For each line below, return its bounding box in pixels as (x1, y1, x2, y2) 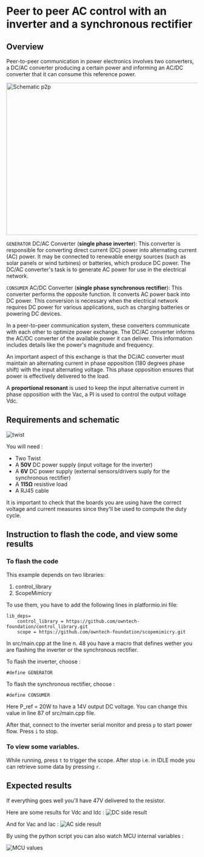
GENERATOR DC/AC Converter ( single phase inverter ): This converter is (6, 240, 181, 247)
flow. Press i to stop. (6, 727, 59, 735)
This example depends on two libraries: (6, 571, 105, 578)
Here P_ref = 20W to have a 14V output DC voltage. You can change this (6, 702, 188, 710)
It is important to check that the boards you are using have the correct (6, 498, 182, 506)
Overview (6, 41, 44, 52)
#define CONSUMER (6, 692, 50, 698)
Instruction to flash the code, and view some (6, 529, 178, 540)
